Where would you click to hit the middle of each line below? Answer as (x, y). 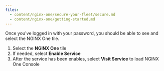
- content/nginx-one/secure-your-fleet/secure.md (62, 14)
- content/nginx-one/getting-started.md (52, 19)
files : (12, 10)
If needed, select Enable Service (46, 53)
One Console (26, 64)
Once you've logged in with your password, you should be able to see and (82, 33)
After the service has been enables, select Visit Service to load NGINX (86, 59)
